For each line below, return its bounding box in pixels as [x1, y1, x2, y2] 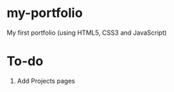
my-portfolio [6, 5, 83, 21]
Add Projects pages [16, 76, 76, 85]
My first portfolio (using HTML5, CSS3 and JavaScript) [6, 28, 167, 37]
